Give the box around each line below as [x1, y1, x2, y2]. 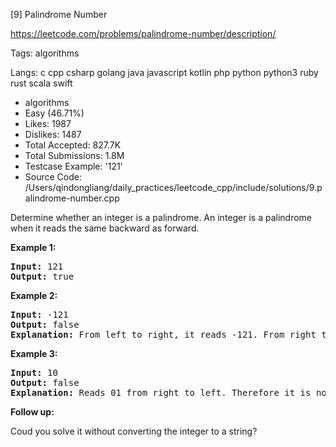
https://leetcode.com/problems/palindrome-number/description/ [10, 28, 277, 39]
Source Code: [24, 171, 82, 183]
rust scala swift [10, 77, 73, 89]
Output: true [10, 271, 75, 282]
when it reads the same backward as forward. [10, 222, 200, 234]
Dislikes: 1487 [24, 129, 82, 140]
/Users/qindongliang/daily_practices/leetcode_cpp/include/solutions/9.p [24, 182, 323, 193]
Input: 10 [10, 367, 58, 378]
